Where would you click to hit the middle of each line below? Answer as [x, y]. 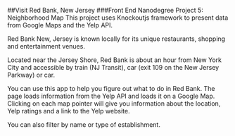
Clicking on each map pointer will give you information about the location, [114, 104]
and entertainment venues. [46, 46]
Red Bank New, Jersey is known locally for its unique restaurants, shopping [116, 39]
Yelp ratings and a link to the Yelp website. [69, 111]
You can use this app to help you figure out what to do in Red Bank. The [111, 88]
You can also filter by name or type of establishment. [84, 125]
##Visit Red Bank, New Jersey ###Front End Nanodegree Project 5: [106, 10]
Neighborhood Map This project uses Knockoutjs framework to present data [118, 18]
